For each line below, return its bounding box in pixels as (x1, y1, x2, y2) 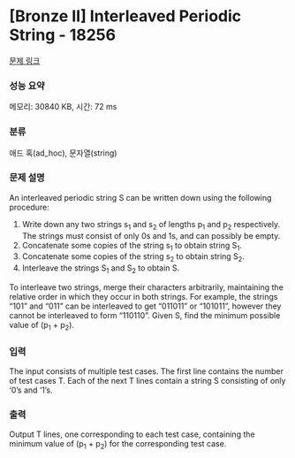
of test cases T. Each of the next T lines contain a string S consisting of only (9, 376, 286, 386)
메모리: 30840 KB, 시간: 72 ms (9, 102, 117, 112)
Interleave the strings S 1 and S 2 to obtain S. (21, 263, 180, 276)
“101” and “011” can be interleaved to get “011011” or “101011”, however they (9, 301, 282, 311)
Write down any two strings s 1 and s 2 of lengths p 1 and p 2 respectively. (21, 218, 281, 232)
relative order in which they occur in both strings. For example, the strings (9, 292, 278, 302)
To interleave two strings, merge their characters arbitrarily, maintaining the (9, 282, 284, 293)
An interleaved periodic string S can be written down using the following (9, 192, 272, 202)
